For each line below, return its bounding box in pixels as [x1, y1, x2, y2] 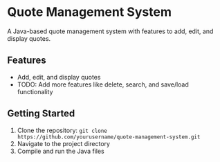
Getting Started [7, 108, 75, 120]
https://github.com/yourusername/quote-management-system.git [17, 133, 201, 141]
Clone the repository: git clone [17, 126, 107, 134]
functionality [17, 87, 53, 96]
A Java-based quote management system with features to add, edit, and [7, 27, 214, 35]
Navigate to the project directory [17, 139, 111, 147]
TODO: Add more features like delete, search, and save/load [17, 80, 189, 89]
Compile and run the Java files [17, 147, 105, 155]
